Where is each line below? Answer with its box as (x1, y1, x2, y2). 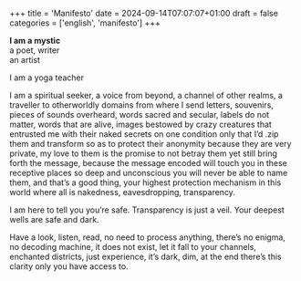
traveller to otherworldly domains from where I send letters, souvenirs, (9, 99, 274, 110)
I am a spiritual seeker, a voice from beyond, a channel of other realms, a (9, 90, 283, 100)
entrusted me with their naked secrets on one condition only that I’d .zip (9, 129, 279, 140)
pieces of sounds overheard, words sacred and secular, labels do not (9, 109, 270, 120)
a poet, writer (9, 45, 60, 56)
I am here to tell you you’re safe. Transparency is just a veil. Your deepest (9, 204, 285, 215)
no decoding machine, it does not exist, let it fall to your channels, (9, 242, 257, 252)
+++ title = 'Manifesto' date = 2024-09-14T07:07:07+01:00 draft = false (9, 8, 278, 18)
